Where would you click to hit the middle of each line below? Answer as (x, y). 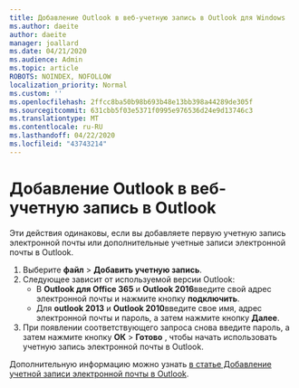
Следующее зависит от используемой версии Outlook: (129, 279)
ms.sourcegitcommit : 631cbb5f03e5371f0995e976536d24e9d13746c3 (131, 110)
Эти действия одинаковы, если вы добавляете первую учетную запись (148, 232)
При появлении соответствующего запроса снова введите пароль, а (156, 327)
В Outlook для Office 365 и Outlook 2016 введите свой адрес (154, 289)
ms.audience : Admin (46, 60)
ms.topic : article (44, 69)
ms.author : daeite (44, 26)
